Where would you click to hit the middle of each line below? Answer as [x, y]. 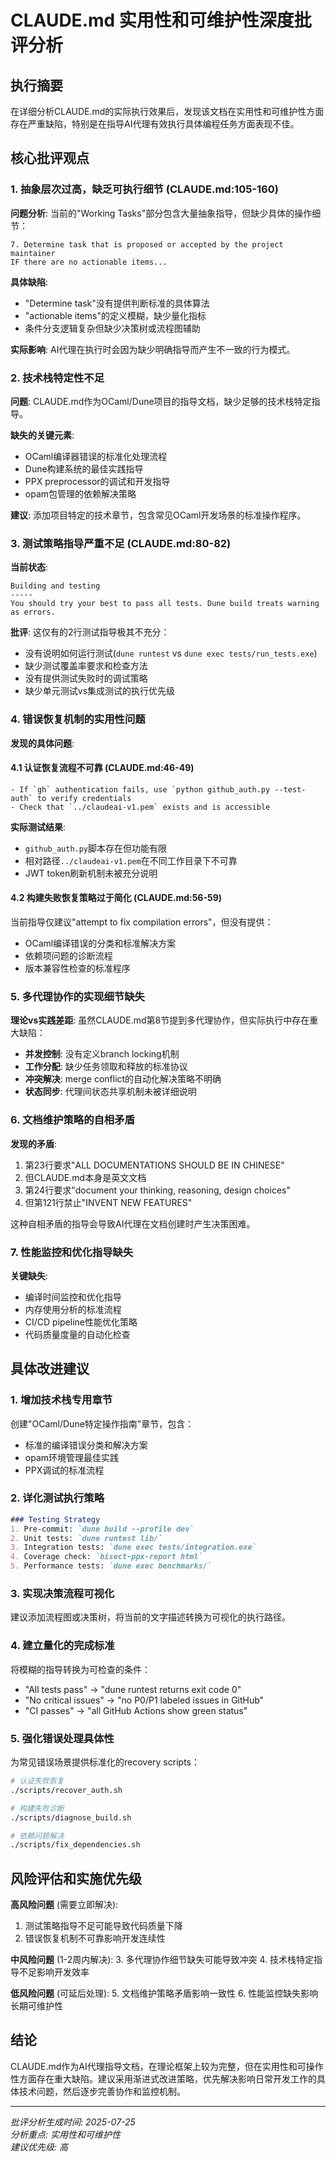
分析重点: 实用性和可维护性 [65, 2134]
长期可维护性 [36, 2006]
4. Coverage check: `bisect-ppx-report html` [106, 1557]
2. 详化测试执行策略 [57, 1498]
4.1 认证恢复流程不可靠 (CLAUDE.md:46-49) [102, 768]
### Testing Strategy [55, 1519]
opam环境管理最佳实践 [72, 1457]
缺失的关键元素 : [42, 435]
